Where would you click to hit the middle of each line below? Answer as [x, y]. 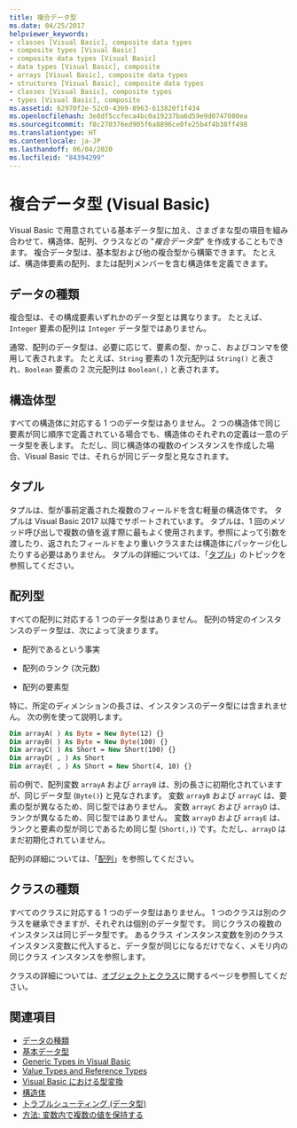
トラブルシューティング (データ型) [84, 1103]
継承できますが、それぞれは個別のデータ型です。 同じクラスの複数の [157, 923]
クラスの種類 [44, 889]
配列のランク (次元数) [61, 668]
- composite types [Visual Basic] [73, 51]
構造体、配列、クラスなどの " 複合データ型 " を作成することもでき [166, 241]
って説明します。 [96, 717]
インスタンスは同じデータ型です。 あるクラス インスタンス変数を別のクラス [146, 934]
